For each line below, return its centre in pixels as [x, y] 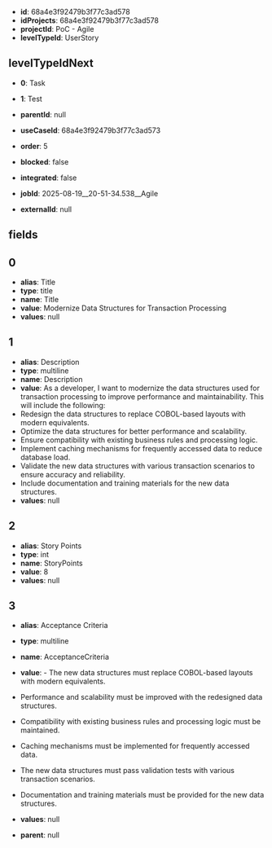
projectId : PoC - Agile [57, 29]
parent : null [39, 835]
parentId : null [43, 114]
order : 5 [34, 146]
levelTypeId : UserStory [59, 37]
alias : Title [38, 282]
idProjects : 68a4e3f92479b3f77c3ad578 [89, 20]
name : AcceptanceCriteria [65, 657]
